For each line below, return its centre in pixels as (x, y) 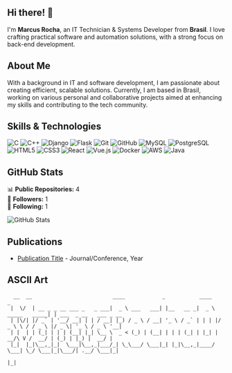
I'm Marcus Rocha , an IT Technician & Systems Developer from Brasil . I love (116, 29)
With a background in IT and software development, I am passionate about (114, 82)
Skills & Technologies (54, 126)
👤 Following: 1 (28, 207)
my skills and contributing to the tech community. (78, 104)
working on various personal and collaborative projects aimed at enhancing (115, 97)
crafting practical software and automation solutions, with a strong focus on (115, 37)
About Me (29, 66)
